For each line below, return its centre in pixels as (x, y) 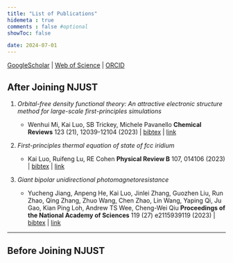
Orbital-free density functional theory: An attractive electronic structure (120, 103)
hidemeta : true (31, 20)
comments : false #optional (48, 26)
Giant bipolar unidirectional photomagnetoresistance (93, 179)
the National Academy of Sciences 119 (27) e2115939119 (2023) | (121, 215)
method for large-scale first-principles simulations (89, 111)
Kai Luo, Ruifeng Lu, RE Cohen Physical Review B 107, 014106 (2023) (126, 159)
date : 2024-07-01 (32, 46)
